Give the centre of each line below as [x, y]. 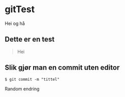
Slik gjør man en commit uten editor [62, 68]
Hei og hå [15, 23]
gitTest [20, 9]
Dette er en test [30, 39]
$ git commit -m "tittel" [32, 79]
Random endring [22, 89]
